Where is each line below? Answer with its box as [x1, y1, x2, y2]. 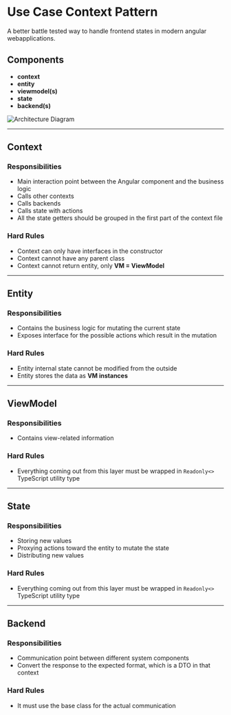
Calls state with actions [16, 207, 83, 215]
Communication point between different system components [16, 654, 189, 662]
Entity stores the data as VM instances [16, 371, 129, 379]
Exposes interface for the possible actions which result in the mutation [16, 331, 217, 340]
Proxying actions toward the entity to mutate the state [16, 544, 170, 552]
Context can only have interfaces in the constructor [16, 247, 164, 255]
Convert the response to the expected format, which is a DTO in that [16, 661, 211, 670]
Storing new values [16, 537, 72, 545]
